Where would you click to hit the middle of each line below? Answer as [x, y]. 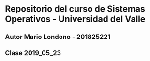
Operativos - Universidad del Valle [75, 19]
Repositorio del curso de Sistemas [75, 9]
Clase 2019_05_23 [33, 53]
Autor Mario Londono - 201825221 [58, 37]
